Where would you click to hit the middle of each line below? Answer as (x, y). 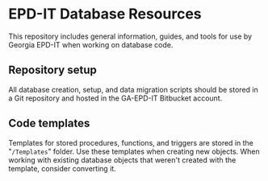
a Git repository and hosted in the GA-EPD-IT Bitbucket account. (115, 98)
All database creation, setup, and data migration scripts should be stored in (133, 89)
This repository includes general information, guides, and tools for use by (130, 36)
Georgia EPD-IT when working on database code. (91, 44)
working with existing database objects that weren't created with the (122, 160)
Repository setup (52, 70)
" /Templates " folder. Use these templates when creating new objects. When (134, 151)
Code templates (49, 123)
